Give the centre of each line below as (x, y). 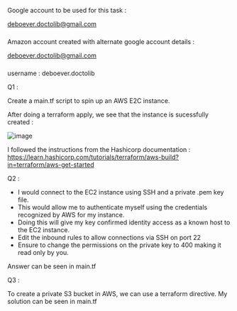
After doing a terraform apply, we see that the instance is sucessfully (108, 114)
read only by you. (43, 252)
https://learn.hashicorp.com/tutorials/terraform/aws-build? (93, 157)
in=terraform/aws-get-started (51, 164)
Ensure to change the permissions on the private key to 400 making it (119, 245)
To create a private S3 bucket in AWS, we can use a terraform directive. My (117, 293)
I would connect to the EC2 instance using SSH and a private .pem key (121, 192)
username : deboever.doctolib (51, 73)
